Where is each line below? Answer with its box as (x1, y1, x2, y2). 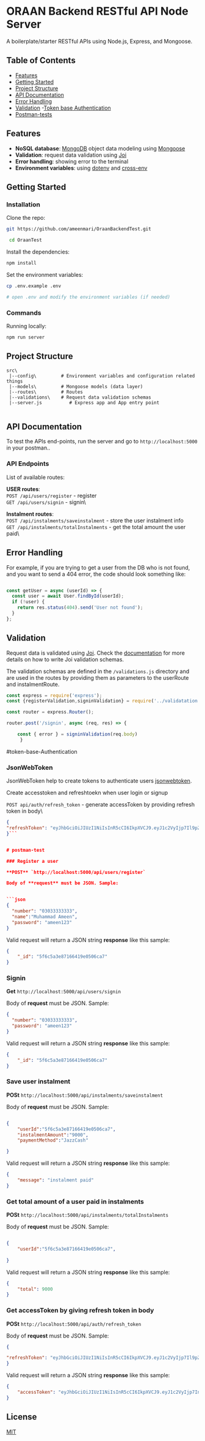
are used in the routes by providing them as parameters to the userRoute (6, 674, 189, 681)
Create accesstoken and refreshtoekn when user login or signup (6, 789, 168, 797)
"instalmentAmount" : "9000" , (17, 1132, 88, 1138)
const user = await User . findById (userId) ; (12, 593, 124, 600)
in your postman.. (6, 444, 51, 451)
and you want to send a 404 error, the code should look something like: (6, 570, 186, 578)
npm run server (6, 334, 45, 340)
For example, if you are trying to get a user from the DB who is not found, (6, 563, 190, 571)
